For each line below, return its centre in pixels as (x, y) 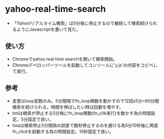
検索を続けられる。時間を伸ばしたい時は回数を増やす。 (68, 107)
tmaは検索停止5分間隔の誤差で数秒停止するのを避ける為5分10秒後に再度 (85, 125)
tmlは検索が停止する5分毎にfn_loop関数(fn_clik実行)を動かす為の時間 (81, 113)
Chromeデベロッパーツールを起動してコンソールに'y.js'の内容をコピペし (85, 65)
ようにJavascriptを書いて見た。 (48, 29)
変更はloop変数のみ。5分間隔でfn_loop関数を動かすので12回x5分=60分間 (85, 101)
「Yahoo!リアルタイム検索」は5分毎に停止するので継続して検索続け (80, 23)
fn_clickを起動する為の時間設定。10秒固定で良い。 (63, 131)
